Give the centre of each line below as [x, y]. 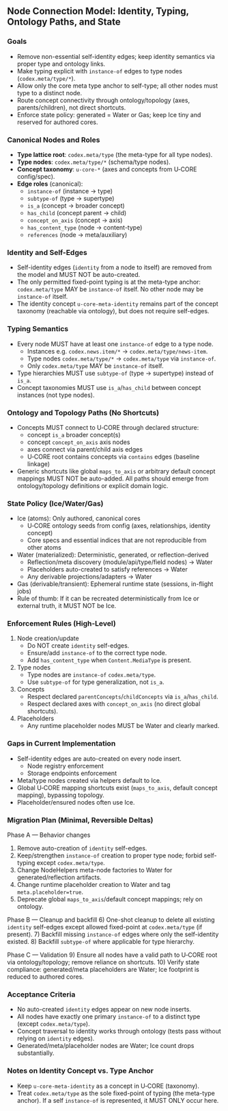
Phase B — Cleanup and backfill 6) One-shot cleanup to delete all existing [111, 920]
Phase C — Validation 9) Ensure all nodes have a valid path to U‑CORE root [112, 955]
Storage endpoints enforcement [72, 773]
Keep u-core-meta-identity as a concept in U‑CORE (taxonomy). [108, 1086]
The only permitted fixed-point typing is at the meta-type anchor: [109, 282]
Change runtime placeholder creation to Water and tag [94, 885]
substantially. [35, 1053]
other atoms [44, 548]
